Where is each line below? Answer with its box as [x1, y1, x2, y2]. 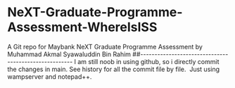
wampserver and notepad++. [7, 72, 92, 81]
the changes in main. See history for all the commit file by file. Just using [7, 65, 220, 73]
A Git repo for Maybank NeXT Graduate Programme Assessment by [7, 42, 203, 51]
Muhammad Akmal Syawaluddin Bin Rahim [7, 50, 132, 58]
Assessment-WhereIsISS [7, 19, 158, 35]
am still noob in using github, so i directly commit [77, 57, 220, 65]
